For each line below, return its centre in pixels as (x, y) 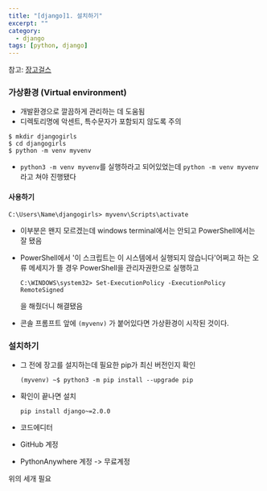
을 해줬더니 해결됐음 (51, 306)
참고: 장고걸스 (30, 70)
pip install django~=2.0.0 (65, 411)
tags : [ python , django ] (48, 46)
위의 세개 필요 (30, 478)
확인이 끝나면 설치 (48, 396)
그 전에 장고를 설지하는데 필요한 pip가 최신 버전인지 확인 (108, 365)
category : (25, 31)
